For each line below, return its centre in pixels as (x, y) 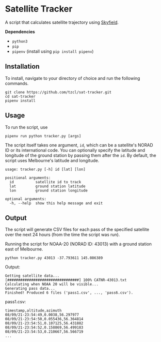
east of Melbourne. (24, 249)
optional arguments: (26, 199)
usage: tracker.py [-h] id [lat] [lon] (45, 169)
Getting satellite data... (32, 276)
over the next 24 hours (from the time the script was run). (63, 235)
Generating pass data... (30, 289)
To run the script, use (26, 127)
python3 (20, 41)
